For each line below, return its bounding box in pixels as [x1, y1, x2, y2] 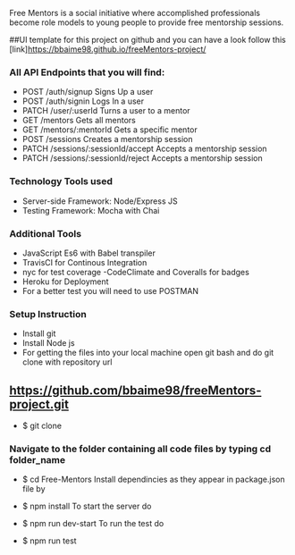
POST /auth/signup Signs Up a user [21, 87, 154, 97]
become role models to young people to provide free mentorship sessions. [9, 17, 284, 28]
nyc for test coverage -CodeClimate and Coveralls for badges [21, 266, 250, 277]
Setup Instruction [9, 307, 87, 320]
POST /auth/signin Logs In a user [21, 96, 145, 106]
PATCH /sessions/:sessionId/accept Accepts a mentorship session [21, 143, 267, 155]
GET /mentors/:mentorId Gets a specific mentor [21, 124, 198, 135]
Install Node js [21, 338, 75, 349]
